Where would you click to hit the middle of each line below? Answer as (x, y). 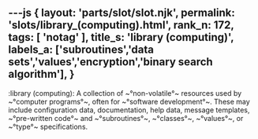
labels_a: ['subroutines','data (81, 50)
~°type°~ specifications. (48, 126)
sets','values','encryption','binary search (110, 62)
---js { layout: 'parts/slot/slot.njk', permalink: (122, 13)
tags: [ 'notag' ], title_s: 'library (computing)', (121, 37)
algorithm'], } (41, 74)
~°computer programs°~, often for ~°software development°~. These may (129, 101)
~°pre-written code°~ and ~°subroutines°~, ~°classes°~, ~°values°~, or (126, 118)
